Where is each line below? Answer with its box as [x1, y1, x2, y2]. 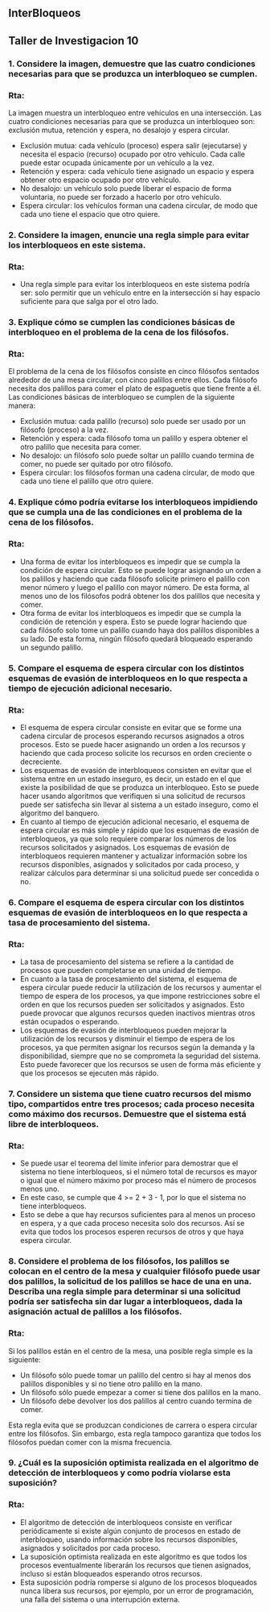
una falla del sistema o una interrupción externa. [19, 1594, 181, 1604]
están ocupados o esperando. [19, 1017, 120, 1027]
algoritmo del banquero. [19, 808, 100, 817]
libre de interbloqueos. [8, 1119, 99, 1130]
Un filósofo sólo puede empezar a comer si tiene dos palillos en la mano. [19, 1387, 261, 1397]
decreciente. [19, 757, 63, 767]
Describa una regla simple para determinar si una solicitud [8, 1286, 241, 1297]
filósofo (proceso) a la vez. [19, 425, 109, 434]
